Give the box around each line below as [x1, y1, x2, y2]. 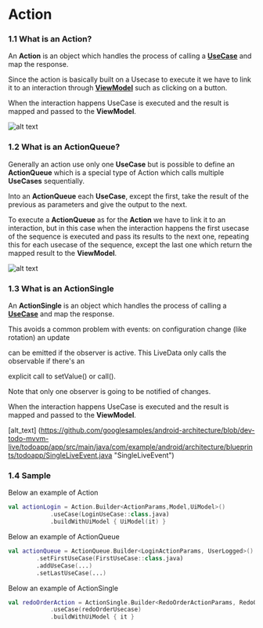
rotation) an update [8, 333, 70, 342]
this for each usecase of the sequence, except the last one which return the [8, 239, 253, 249]
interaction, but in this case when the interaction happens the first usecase [8, 223, 250, 232]
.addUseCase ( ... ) [36, 561, 92, 570]
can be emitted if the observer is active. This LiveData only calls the [8, 348, 227, 358]
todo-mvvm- [8, 434, 49, 444]
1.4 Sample [8, 470, 52, 480]
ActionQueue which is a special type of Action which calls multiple [8, 167, 225, 177]
